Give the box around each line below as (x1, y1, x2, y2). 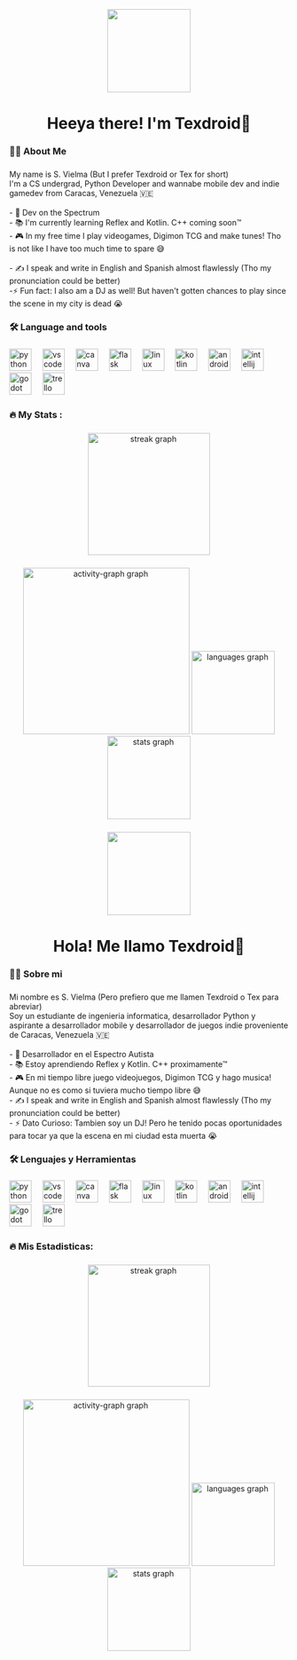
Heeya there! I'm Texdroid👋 (46, 114, 252, 134)
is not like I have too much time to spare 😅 (9, 243, 166, 254)
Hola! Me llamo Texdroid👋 (52, 936, 246, 956)
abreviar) (9, 1000, 43, 1011)
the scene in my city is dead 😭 (9, 298, 123, 309)
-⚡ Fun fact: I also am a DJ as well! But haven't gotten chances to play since (9, 286, 286, 296)
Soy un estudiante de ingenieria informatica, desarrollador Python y (9, 1010, 256, 1021)
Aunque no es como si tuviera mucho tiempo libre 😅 (9, 1085, 201, 1095)
